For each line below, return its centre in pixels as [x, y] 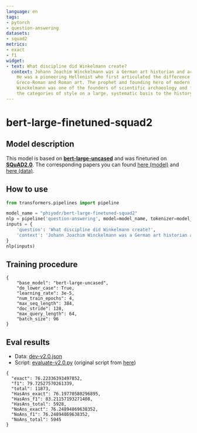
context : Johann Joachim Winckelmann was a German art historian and [98, 72]
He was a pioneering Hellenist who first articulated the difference [103, 77]
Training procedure [42, 264]
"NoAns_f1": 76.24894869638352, [51, 415]
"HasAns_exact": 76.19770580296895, [56, 394]
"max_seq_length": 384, [46, 304]
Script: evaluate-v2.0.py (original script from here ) [75, 362]
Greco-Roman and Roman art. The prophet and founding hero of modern [103, 83]
